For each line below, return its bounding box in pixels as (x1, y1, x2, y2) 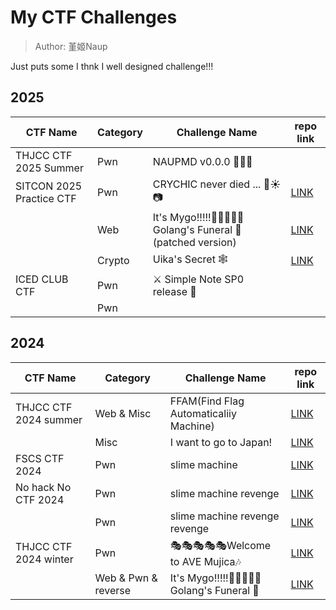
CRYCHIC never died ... (152, 177, 262, 191)
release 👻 (152, 284, 197, 298)
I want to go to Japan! (169, 435, 273, 449)
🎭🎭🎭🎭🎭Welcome (169, 538, 272, 552)
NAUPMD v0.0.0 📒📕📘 (152, 154, 253, 168)
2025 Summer (15, 161, 84, 175)
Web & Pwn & (94, 571, 158, 585)
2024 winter (15, 552, 74, 566)
